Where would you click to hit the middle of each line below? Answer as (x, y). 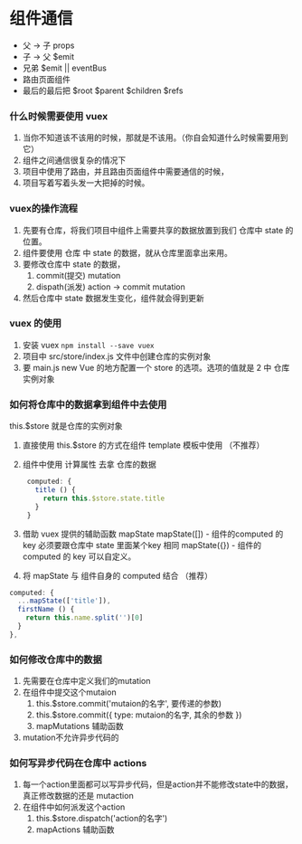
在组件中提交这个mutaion (69, 692)
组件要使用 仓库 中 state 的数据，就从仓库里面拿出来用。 (127, 252)
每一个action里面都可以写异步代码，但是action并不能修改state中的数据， (158, 784)
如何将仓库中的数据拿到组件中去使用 (88, 404)
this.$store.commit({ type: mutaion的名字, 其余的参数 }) (139, 715)
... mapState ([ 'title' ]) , (64, 601)
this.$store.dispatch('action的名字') (102, 819)
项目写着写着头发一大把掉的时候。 (86, 183)
